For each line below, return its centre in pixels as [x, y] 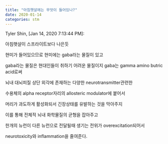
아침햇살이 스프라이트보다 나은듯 [37, 44]
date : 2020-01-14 [23, 15]
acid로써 [14, 72]
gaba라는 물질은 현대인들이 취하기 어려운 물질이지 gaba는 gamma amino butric [84, 66]
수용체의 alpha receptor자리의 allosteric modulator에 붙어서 [65, 93]
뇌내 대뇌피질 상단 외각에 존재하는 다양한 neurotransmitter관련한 [69, 83]
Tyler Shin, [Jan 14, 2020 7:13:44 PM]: [45, 34]
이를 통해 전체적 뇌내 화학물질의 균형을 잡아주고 [52, 115]
